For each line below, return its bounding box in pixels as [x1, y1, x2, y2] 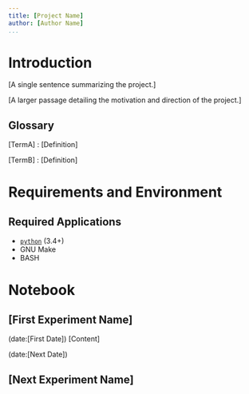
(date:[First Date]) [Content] [8, 334, 101, 344]
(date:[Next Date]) [8, 349, 68, 360]
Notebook [8, 281, 76, 300]
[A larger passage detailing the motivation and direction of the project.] [8, 95, 242, 105]
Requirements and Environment [8, 183, 223, 201]
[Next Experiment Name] [8, 372, 134, 386]
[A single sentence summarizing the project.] [8, 80, 156, 90]
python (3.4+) [19, 237, 65, 246]
